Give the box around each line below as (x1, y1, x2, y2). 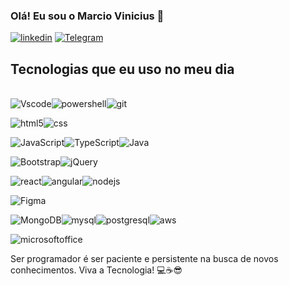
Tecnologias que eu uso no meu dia (10, 60, 235, 78)
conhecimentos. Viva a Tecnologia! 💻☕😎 (10, 264, 183, 276)
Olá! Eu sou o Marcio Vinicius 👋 (10, 9, 165, 23)
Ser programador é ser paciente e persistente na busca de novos (10, 253, 279, 265)
